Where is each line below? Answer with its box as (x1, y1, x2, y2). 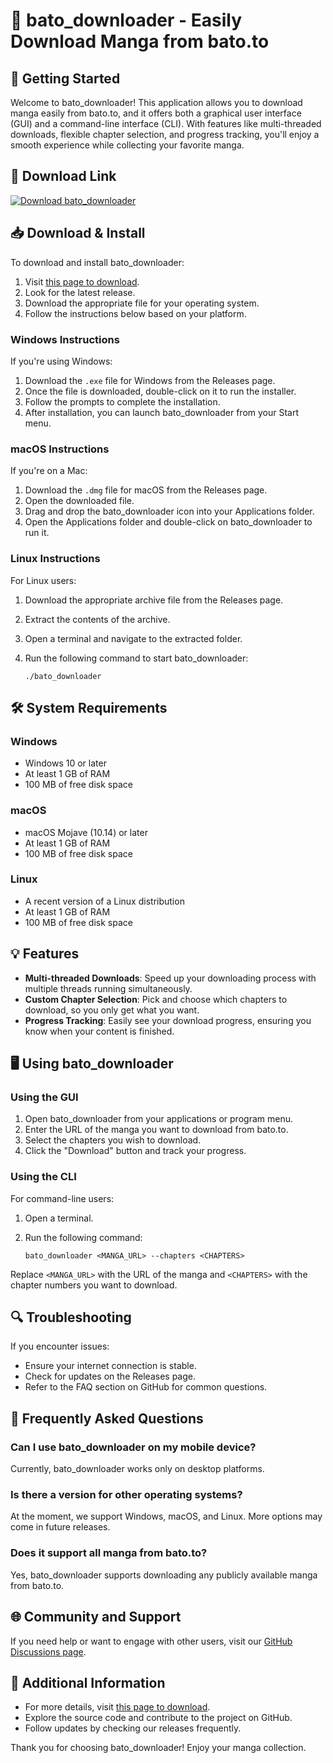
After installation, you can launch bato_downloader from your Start (24, 406, 300, 418)
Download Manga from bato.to (10, 30, 270, 53)
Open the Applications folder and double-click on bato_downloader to (24, 516, 313, 528)
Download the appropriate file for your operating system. (24, 297, 260, 309)
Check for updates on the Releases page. (24, 1370, 196, 1383)
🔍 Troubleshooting (10, 1309, 132, 1326)
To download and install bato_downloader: (10, 256, 185, 268)
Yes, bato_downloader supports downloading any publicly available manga (10, 1569, 318, 1581)
